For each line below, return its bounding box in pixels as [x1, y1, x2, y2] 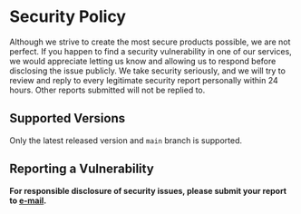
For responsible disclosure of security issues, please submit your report [9, 185, 287, 196]
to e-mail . [9, 195, 47, 206]
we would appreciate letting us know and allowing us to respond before [9, 55, 277, 66]
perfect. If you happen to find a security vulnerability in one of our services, [9, 45, 292, 56]
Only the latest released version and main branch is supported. [9, 134, 243, 146]
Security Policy [9, 6, 127, 27]
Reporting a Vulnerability [9, 161, 154, 177]
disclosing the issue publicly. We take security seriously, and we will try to [9, 65, 286, 76]
